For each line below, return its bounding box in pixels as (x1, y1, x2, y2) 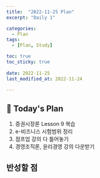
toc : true (6, 53, 32, 59)
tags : (6, 37, 20, 43)
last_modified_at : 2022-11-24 (6, 76, 83, 82)
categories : (6, 25, 36, 31)
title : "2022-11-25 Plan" (6, 8, 75, 15)
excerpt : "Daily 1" (6, 15, 56, 21)
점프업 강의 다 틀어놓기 (15, 136, 69, 143)
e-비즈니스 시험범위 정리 (15, 128, 73, 135)
